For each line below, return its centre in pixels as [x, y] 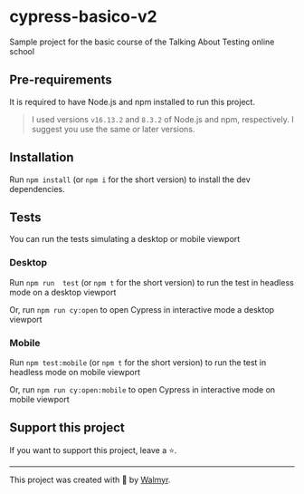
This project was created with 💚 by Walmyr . [90, 479]
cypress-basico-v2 [83, 17]
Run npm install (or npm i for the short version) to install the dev [130, 179]
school [22, 51]
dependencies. [37, 189]
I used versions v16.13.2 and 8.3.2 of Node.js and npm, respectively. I [162, 119]
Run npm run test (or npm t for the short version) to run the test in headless [152, 282]
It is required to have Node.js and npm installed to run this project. [133, 102]
